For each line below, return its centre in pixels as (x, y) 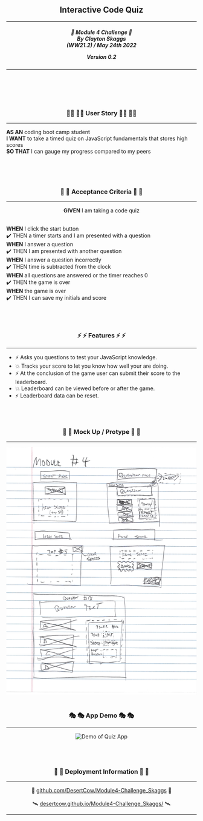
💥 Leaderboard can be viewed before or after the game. (85, 388)
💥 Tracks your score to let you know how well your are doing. (92, 366)
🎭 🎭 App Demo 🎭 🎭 (101, 715)
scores (15, 145)
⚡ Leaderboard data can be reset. (57, 395)
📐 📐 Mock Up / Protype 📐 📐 (101, 431)
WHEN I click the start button (43, 229)
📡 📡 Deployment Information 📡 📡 (101, 771)
